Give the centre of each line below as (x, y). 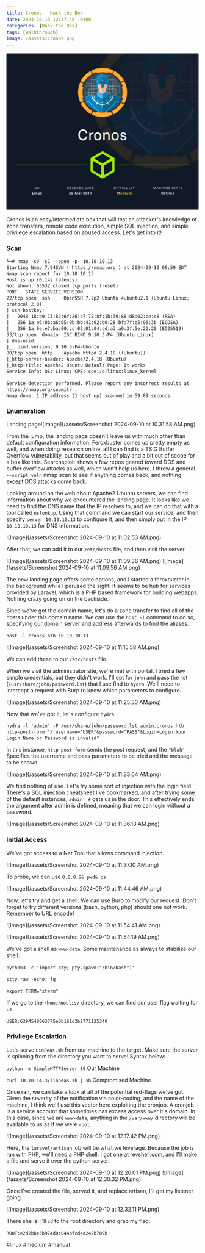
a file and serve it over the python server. (58, 1161)
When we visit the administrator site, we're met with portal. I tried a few (96, 671)
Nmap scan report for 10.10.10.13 (50, 274)
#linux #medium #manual (38, 1244)
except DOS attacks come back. (47, 481)
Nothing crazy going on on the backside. (57, 599)
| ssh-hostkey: (26, 310)
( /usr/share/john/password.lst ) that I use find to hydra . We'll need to (93, 684)
